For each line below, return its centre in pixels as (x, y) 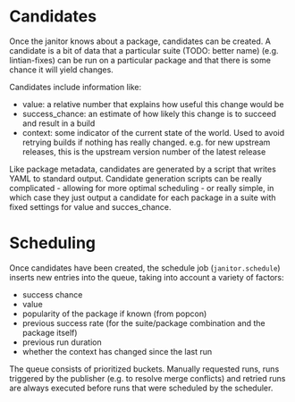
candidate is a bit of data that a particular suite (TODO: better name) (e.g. (144, 50)
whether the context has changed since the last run (117, 351)
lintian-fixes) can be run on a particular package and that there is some (140, 60)
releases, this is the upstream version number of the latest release (144, 151)
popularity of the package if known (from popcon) (114, 314)
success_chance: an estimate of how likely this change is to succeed (149, 113)
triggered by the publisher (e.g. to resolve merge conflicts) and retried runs (147, 378)
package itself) (50, 332)
